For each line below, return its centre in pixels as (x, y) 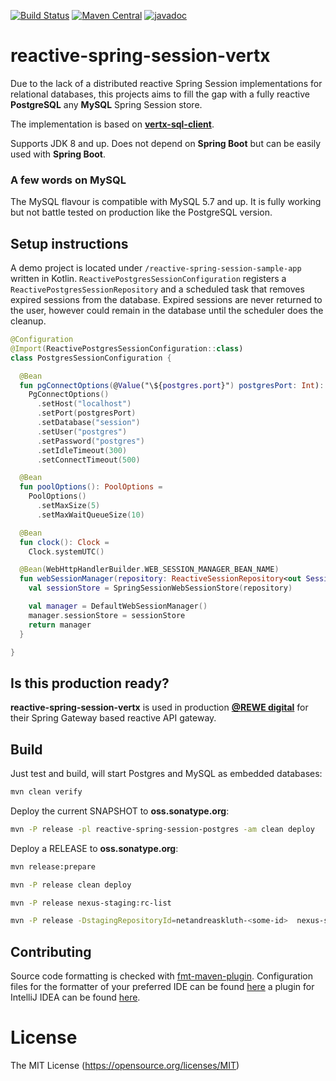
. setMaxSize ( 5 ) (68, 506)
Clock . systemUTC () (66, 551)
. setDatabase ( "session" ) (88, 423)
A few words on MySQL (68, 180)
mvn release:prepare (53, 866)
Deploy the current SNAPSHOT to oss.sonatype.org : (120, 811)
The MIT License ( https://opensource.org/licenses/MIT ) (125, 1066)
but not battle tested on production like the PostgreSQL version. (141, 212)
